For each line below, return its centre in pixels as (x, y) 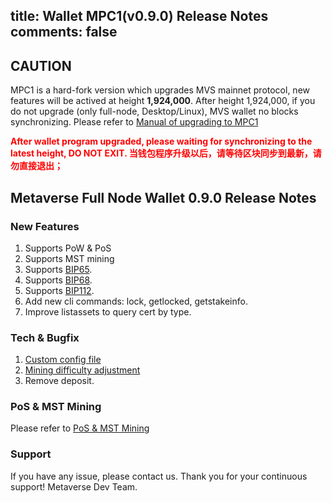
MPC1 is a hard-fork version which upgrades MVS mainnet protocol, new (160, 90)
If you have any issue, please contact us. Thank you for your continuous (159, 476)
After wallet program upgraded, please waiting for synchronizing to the (161, 141)
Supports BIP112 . (59, 290)
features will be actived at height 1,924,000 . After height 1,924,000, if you (163, 101)
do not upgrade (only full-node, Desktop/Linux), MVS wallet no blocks (154, 111)
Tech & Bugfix (45, 337)
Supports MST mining (69, 258)
